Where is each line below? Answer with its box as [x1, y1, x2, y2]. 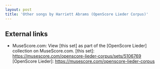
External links [5, 30, 48, 38]
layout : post [5, 7, 32, 12]
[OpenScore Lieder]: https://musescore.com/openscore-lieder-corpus [12, 58, 155, 64]
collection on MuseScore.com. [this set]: [12, 48, 95, 54]
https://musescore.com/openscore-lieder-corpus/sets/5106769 [12, 53, 141, 59]
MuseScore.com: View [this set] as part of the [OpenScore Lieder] [12, 43, 147, 49]
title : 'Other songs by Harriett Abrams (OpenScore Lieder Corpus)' [5, 12, 149, 17]
